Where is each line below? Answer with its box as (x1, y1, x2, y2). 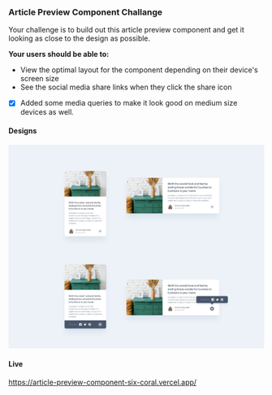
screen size (19, 74, 59, 84)
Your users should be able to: (8, 50, 110, 59)
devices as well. (19, 107, 75, 117)
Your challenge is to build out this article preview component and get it (8, 25, 245, 35)
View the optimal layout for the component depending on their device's (19, 65, 258, 75)
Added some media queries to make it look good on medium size (19, 98, 238, 108)
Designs (8, 125, 37, 136)
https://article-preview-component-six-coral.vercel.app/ (8, 377, 197, 387)
